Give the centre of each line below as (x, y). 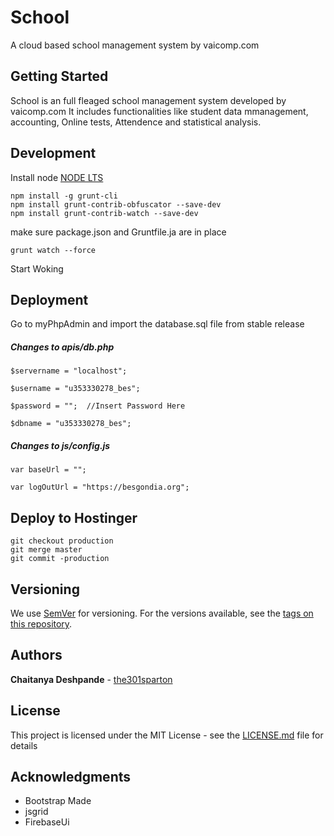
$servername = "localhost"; (69, 371)
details (24, 745)
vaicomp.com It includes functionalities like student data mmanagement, (159, 111)
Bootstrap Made (58, 801)
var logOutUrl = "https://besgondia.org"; (100, 487)
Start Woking (37, 268)
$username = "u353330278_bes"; (75, 389)
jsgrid (36, 812)
